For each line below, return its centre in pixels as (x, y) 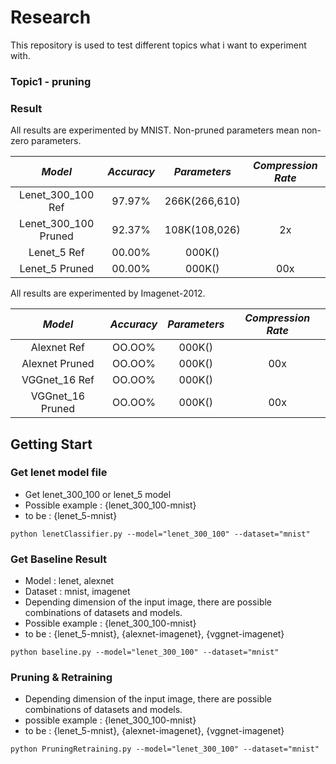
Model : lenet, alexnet (69, 581)
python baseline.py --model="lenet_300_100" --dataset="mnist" (145, 652)
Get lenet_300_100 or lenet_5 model (98, 494)
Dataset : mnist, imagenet (77, 592)
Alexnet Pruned (58, 364)
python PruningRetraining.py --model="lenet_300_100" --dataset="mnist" (165, 749)
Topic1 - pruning (51, 81)
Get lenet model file (59, 473)
